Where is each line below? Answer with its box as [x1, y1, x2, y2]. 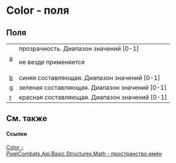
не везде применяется [19, 58, 85, 66]
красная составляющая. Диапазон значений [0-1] [19, 93, 168, 101]
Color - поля [6, 4, 69, 17]
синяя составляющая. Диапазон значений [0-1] [19, 74, 160, 81]
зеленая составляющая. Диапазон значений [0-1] [19, 83, 167, 92]
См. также [6, 113, 48, 123]
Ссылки [6, 130, 28, 137]
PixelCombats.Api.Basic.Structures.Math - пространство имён [6, 150, 162, 157]
